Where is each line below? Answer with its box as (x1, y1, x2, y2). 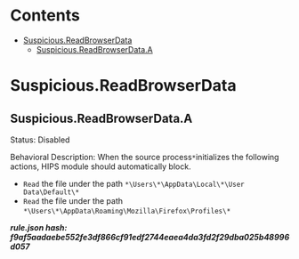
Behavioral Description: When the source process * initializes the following (10, 151, 279, 162)
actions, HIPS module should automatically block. (10, 161, 191, 172)
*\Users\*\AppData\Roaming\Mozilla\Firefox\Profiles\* (22, 206, 231, 215)
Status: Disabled (10, 134, 70, 145)
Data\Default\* (22, 188, 80, 197)
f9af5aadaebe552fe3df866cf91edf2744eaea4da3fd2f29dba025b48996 (10, 231, 290, 242)
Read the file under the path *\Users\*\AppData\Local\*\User (22, 178, 245, 189)
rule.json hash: (10, 222, 68, 232)
